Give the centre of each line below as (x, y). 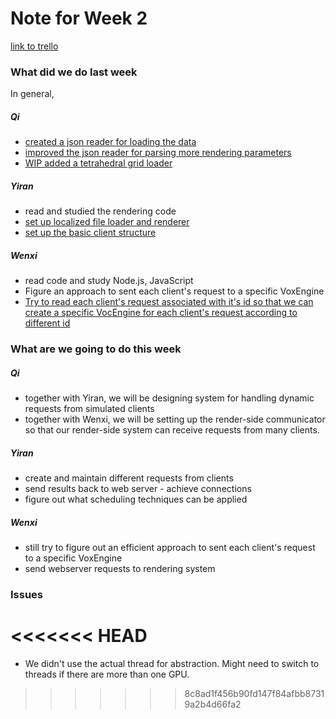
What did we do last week (74, 72)
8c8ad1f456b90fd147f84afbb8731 (254, 693)
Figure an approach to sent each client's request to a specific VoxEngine (174, 291)
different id (47, 323)
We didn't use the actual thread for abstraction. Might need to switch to (172, 663)
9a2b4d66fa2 (213, 704)
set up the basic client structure (90, 233)
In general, (32, 94)
